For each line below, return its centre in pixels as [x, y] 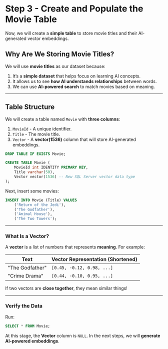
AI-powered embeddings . [32, 341]
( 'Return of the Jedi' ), [40, 205]
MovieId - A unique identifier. [42, 128]
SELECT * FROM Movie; [28, 326]
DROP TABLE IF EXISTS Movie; [35, 154]
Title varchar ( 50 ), [34, 172]
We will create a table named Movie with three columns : [63, 119]
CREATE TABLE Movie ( [28, 163]
